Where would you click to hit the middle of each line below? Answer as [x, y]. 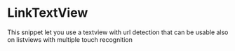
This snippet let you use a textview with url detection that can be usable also [118, 32]
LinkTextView [48, 13]
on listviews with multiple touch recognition [70, 39]
